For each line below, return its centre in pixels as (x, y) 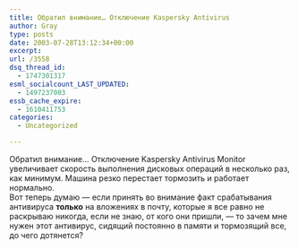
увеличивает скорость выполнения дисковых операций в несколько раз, (150, 168)
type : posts (31, 34)
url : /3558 (30, 59)
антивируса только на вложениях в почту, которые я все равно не (137, 206)
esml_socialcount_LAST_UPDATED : (69, 84)
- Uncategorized (47, 126)
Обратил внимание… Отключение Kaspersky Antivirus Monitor (128, 159)
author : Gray (34, 26)
